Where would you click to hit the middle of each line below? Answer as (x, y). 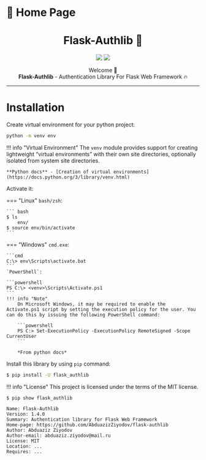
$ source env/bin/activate (41, 228)
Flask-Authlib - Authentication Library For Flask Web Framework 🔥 (103, 77)
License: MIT (23, 441)
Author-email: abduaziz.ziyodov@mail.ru (59, 435)
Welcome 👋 (103, 71)
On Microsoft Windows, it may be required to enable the (92, 304)
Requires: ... (25, 451)
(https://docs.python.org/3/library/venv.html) (68, 177)
